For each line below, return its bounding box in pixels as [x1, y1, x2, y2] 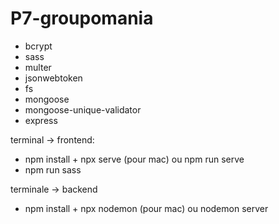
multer [24, 61, 52, 73]
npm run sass [24, 163, 82, 176]
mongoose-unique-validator [24, 103, 142, 116]
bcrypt [24, 40, 53, 52]
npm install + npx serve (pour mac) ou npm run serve [24, 153, 245, 165]
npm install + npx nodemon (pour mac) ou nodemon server [24, 202, 269, 214]
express [24, 114, 58, 126]
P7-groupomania [10, 7, 154, 30]
